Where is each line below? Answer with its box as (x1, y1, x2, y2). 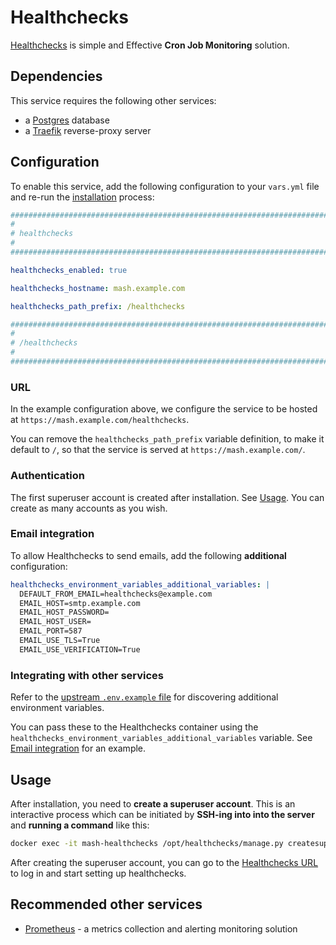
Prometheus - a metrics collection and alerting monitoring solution (24, 922, 298, 935)
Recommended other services (10, 896, 203, 913)
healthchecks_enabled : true (10, 265, 128, 275)
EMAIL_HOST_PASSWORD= (19, 607, 110, 618)
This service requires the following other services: (10, 94, 217, 106)
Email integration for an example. (10, 742, 147, 755)
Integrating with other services (10, 668, 165, 682)
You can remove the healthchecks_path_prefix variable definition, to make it (10, 433, 325, 445)
